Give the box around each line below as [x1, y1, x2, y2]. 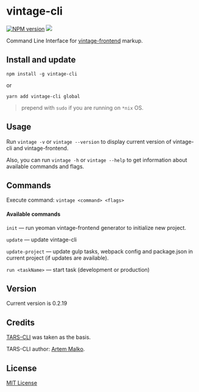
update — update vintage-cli [6, 236, 77, 243]
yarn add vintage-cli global [6, 93, 80, 99]
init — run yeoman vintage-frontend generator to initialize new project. [6, 224, 187, 231]
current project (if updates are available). [6, 254, 109, 262]
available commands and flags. [6, 163, 85, 170]
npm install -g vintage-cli [6, 71, 78, 77]
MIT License [6, 379, 38, 387]
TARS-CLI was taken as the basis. [6, 333, 91, 341]
